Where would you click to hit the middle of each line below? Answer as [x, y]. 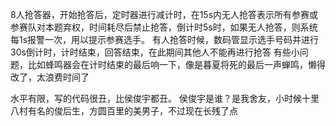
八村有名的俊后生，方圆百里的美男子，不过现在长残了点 [124, 111]
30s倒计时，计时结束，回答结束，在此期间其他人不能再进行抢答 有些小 [155, 52]
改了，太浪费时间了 [50, 77]
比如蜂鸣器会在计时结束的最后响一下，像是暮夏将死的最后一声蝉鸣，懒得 [176, 64]
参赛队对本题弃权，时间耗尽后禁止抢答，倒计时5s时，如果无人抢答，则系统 [164, 27]
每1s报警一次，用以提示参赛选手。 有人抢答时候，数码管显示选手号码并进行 [165, 39]
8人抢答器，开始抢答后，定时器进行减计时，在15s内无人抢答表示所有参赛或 [164, 14]
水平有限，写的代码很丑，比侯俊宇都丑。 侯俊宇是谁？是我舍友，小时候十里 [165, 98]
